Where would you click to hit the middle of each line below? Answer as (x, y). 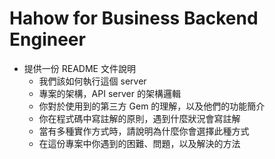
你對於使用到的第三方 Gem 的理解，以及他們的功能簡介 (152, 106)
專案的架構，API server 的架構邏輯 (109, 93)
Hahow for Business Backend (134, 18)
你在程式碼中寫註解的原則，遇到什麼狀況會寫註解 (139, 118)
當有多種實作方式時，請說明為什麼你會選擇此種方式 (144, 131)
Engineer (47, 39)
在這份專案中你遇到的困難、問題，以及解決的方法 (139, 143)
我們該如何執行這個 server (92, 81)
